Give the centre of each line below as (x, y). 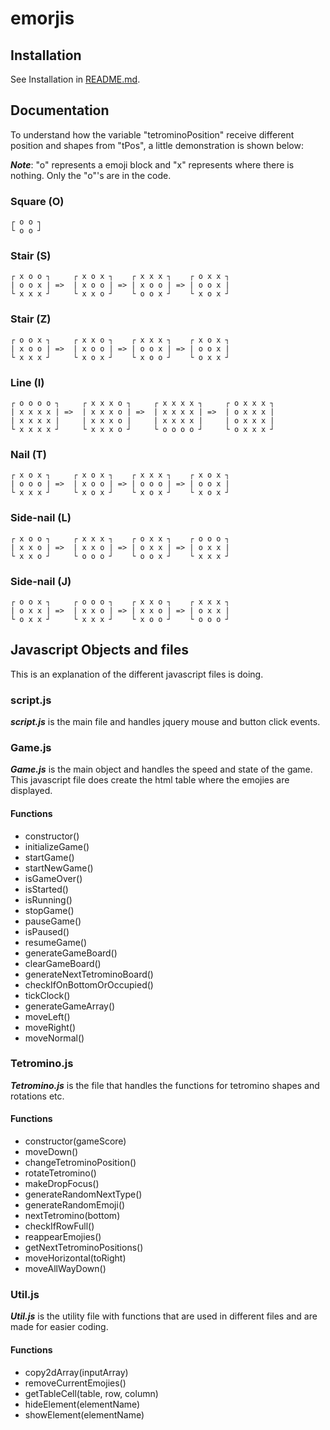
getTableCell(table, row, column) (91, 1393)
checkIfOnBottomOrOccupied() (89, 984)
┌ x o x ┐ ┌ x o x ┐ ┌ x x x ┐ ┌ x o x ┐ (120, 475)
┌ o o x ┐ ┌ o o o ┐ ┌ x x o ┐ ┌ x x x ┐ (120, 602)
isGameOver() (53, 878)
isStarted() (46, 889)
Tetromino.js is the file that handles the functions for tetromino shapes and (165, 1085)
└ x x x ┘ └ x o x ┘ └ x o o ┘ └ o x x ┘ (120, 357)
